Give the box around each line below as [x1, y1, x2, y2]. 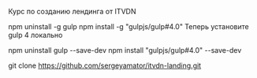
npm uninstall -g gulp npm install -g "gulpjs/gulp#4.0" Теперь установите [8, 22, 250, 31]
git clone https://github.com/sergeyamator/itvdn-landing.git [8, 61, 202, 70]
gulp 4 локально [8, 31, 63, 39]
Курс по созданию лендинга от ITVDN [8, 7, 136, 16]
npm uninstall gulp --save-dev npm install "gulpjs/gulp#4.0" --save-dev [8, 46, 242, 54]
